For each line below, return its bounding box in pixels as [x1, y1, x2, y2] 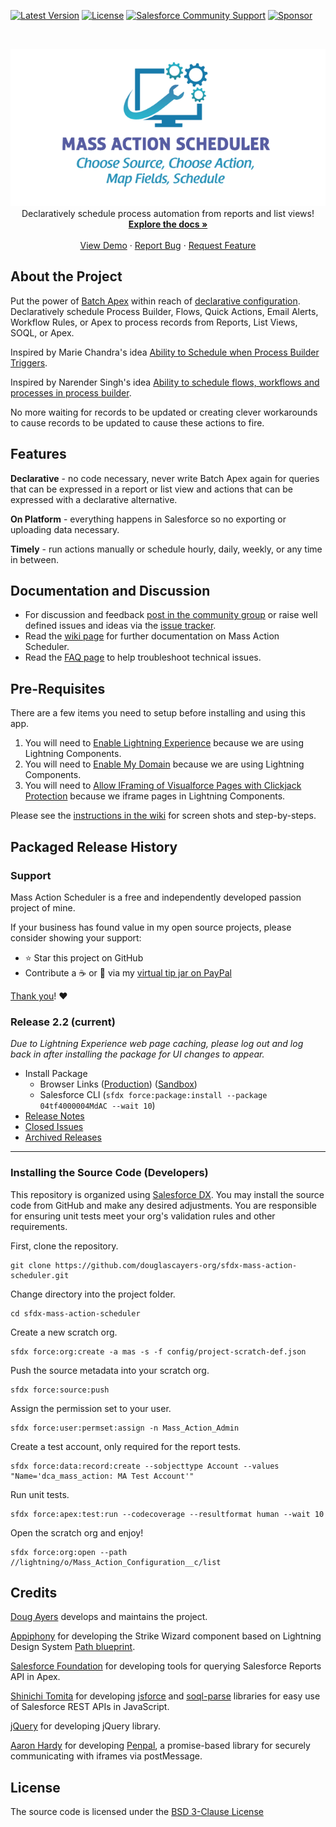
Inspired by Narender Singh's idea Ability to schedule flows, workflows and [10, 376, 320, 388]
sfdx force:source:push [10, 1385, 110, 1395]
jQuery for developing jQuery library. [10, 1720, 162, 1732]
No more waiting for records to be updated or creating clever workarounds [10, 406, 318, 418]
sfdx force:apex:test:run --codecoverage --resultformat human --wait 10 [10, 1509, 325, 1519]
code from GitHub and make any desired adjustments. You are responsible [10, 1199, 318, 1211]
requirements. [10, 1220, 68, 1232]
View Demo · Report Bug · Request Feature [79, 240, 257, 251]
